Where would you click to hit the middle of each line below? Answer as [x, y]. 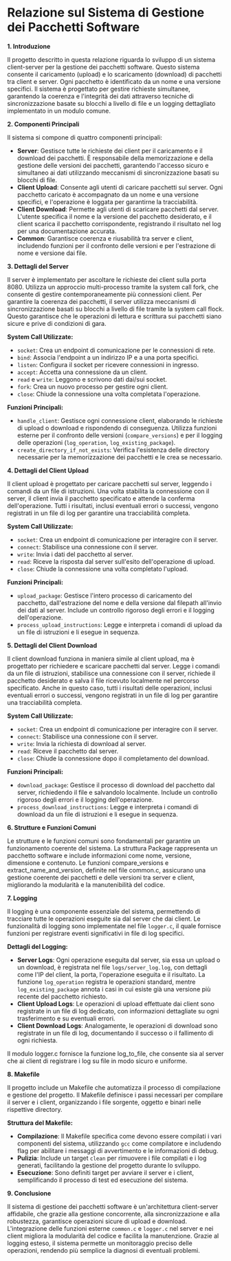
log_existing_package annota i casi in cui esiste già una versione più [114, 989]
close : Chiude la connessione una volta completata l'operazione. [109, 394]
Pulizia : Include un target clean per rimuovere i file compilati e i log [112, 1158]
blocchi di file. [37, 179]
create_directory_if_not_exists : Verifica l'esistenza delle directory [113, 450]
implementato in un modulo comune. [59, 111]
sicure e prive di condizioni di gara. [57, 323]
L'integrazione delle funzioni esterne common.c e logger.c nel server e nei [110, 1228]
